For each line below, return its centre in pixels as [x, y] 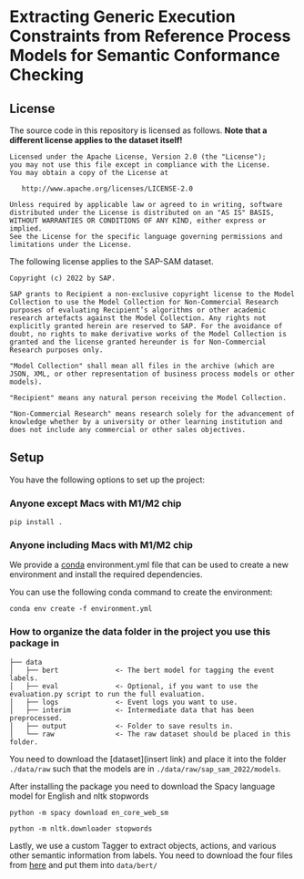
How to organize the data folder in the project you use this [140, 632]
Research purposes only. [56, 350]
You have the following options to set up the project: [107, 480]
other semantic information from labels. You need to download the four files [151, 855]
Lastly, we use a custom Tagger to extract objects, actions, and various [143, 845]
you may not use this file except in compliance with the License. [140, 165]
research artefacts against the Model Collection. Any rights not [138, 318]
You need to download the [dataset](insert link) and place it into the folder [148, 759]
